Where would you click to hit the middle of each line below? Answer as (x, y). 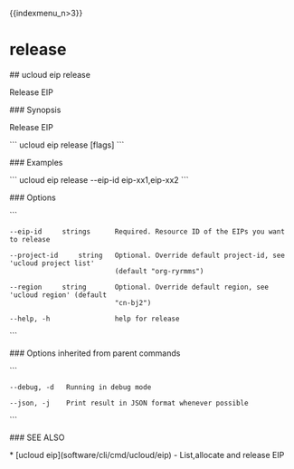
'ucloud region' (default (58, 295)
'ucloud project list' (52, 263)
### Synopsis (35, 110)
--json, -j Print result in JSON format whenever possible (129, 403)
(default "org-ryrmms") (159, 271)
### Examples (36, 162)
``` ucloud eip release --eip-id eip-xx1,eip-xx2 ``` (99, 179)
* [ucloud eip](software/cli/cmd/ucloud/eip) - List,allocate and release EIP (147, 455)
